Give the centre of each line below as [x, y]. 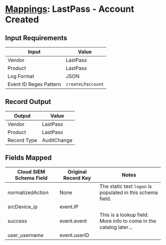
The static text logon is [126, 186]
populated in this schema [129, 193]
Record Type [22, 140]
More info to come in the [128, 221]
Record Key [77, 178]
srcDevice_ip [23, 206]
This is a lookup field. [124, 215]
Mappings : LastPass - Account [70, 9]
